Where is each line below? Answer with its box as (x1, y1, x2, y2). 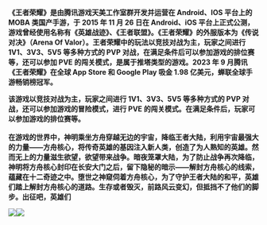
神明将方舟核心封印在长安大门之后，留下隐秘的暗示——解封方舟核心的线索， (8, 162, 259, 172)
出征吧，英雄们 (21, 192, 72, 201)
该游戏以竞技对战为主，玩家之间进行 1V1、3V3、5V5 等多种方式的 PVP (8, 95, 241, 103)
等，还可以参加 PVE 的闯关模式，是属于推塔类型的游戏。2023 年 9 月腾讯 (8, 57, 248, 67)
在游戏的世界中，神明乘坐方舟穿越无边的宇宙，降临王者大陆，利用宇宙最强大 (8, 133, 259, 142)
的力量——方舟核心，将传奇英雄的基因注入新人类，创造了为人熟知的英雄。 (8, 142, 252, 152)
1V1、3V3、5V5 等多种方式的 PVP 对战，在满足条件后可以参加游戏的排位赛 (8, 48, 255, 56)
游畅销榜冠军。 (8, 77, 57, 87)
